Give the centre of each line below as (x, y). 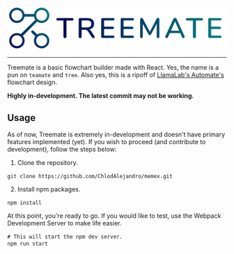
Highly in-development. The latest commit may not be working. (101, 96)
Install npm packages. (49, 189)
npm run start (28, 244)
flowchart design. (32, 82)
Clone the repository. (47, 163)
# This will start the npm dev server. (65, 237)
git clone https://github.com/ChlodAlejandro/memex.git (90, 177)
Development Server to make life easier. (64, 223)
